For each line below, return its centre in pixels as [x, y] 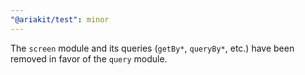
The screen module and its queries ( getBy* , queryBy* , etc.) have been [152, 48]
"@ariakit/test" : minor [60, 19]
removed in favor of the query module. [89, 58]
